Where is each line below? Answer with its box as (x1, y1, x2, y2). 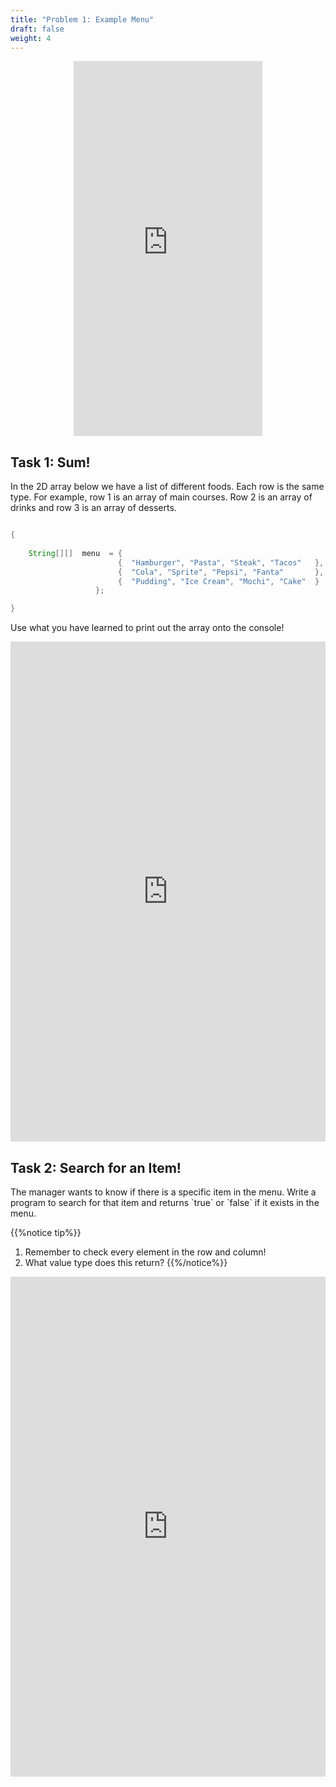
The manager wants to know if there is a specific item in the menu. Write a (10, 1186, 317, 1198)
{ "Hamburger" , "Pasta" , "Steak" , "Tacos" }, (117, 557, 325, 568)
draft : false (10, 24, 65, 34)
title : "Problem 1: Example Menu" (10, 14, 155, 25)
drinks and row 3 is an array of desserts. (10, 502, 177, 514)
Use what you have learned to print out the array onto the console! (10, 622, 285, 634)
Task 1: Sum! (10, 454, 91, 471)
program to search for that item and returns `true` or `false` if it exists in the (10, 1197, 320, 1208)
